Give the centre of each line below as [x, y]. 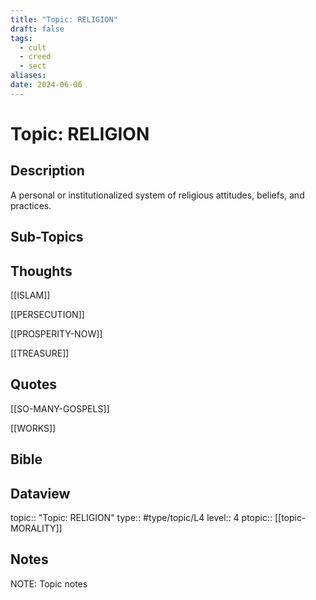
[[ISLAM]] [30, 295]
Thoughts [41, 271]
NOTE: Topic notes [49, 583]
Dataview [40, 493]
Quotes [34, 384]
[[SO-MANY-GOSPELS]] [60, 408]
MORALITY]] [36, 528]
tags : [21, 38]
